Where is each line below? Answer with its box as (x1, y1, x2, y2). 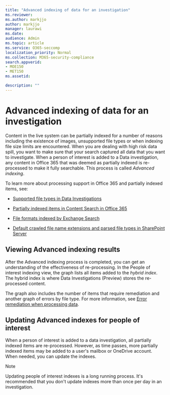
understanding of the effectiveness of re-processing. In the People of (5, 264, 151, 270)
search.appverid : (5, 60, 42, 65)
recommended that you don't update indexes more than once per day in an (5, 379, 162, 385)
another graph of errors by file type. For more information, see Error (5, 296, 147, 302)
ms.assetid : (5, 74, 30, 79)
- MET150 (5, 69, 24, 74)
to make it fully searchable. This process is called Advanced (28, 165, 155, 171)
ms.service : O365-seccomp (5, 45, 60, 50)
